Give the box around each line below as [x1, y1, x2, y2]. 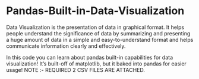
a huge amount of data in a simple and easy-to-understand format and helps [6, 36, 194, 43]
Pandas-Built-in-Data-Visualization [6, 4, 185, 18]
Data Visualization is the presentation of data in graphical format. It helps [6, 24, 185, 31]
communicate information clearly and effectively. [6, 42, 126, 50]
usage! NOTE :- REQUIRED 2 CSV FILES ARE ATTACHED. [6, 66, 146, 73]
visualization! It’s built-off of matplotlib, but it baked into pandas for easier [6, 60, 187, 67]
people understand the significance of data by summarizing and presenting [6, 29, 191, 37]
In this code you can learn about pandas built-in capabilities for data [6, 54, 173, 61]
